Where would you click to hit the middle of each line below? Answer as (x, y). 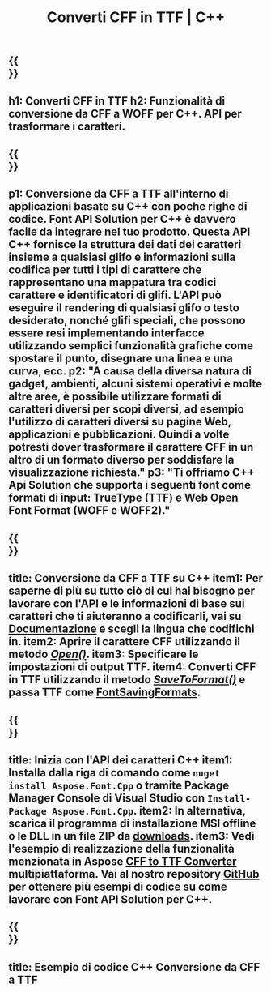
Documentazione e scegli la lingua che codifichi (131, 629)
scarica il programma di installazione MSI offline (132, 823)
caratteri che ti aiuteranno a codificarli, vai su (125, 616)
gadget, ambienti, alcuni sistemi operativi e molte (135, 384)
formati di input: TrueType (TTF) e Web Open (123, 498)
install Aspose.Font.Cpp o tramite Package (119, 785)
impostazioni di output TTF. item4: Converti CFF (132, 667)
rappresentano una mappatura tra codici (112, 282)
